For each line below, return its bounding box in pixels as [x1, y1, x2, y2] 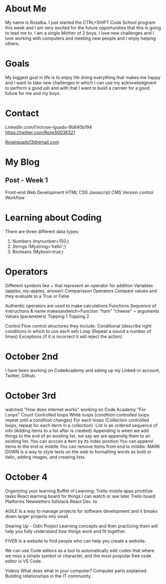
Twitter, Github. [5, 372, 37, 378]
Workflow [5, 194, 25, 200]
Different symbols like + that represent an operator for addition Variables [5, 282, 153, 288]
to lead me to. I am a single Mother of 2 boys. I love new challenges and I [5, 30, 155, 36]
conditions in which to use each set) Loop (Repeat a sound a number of [5, 328, 151, 334]
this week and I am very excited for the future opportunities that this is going [5, 24, 161, 30]
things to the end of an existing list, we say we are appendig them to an [5, 433, 151, 439]
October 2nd [5, 351, 58, 362]
